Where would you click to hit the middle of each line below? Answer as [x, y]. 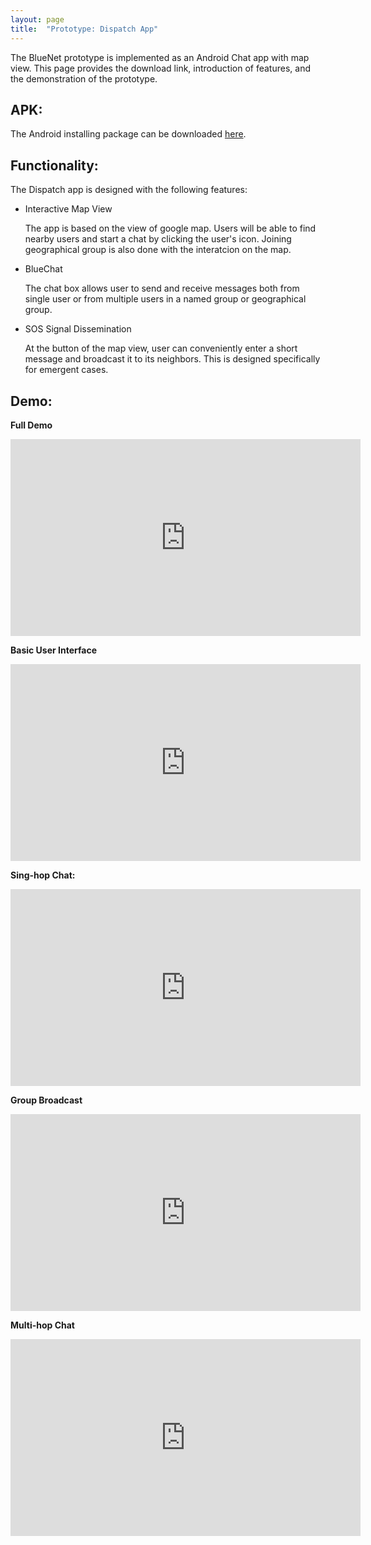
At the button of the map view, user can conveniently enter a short [161, 348]
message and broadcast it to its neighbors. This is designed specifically [172, 359]
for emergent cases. [66, 370]
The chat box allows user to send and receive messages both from [162, 288]
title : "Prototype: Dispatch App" [84, 29]
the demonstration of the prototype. [84, 78]
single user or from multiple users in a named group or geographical [165, 299]
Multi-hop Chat [42, 1325]
